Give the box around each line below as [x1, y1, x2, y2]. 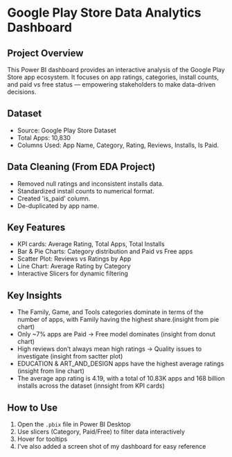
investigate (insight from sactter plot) [17, 352, 123, 361]
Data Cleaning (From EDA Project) [7, 161, 156, 173]
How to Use [7, 402, 58, 413]
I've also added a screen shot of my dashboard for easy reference [17, 442, 206, 451]
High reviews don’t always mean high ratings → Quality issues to [17, 345, 202, 353]
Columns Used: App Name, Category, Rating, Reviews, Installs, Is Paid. [17, 141, 220, 149]
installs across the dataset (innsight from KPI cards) [17, 381, 165, 390]
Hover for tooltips [17, 435, 68, 443]
